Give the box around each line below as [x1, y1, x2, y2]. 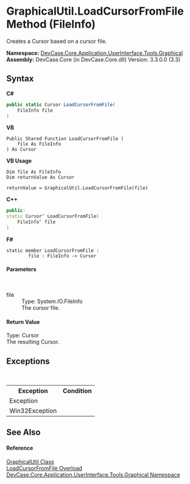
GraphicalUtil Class [6, 458, 55, 465]
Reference [6, 444, 33, 452]
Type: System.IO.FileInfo [21, 298, 83, 305]
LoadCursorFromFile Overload [6, 464, 82, 472]
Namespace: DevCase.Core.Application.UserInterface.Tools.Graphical [6, 49, 183, 56]
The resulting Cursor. [6, 338, 60, 346]
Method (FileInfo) [6, 17, 96, 31]
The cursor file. [21, 304, 60, 312]
